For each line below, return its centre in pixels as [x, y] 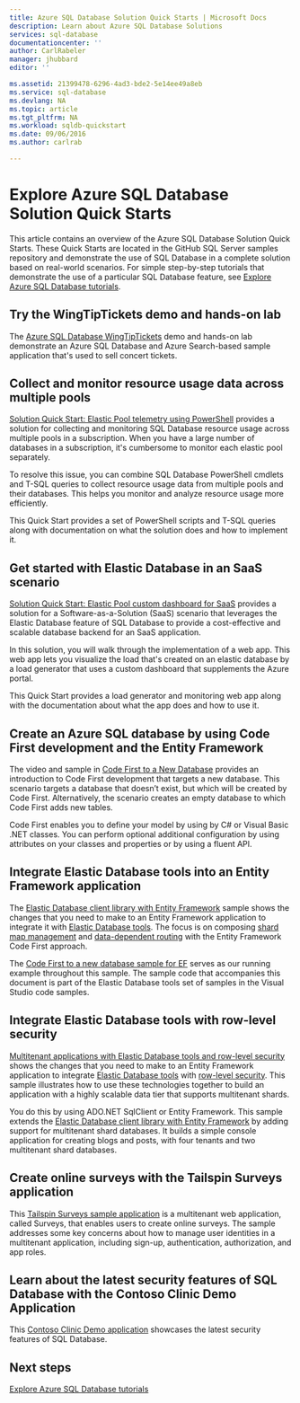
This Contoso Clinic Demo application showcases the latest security [135, 1329]
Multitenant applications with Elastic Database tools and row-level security [147, 1055]
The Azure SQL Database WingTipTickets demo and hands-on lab [131, 336]
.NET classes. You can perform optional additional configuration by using [145, 834]
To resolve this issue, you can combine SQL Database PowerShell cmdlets [147, 475]
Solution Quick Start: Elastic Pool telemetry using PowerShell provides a [142, 419]
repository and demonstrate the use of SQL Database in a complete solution [150, 258]
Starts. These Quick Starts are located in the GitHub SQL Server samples [144, 248]
